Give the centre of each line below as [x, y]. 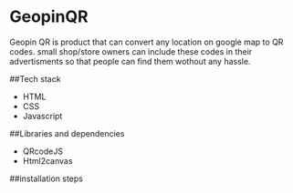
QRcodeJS [43, 151]
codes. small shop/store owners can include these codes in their [131, 51]
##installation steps [47, 178]
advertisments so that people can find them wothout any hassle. [130, 61]
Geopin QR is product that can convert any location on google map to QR [146, 42]
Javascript [42, 116]
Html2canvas [47, 160]
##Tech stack [35, 78]
